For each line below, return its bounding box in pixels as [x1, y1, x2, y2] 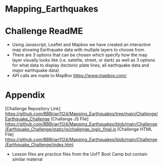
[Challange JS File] [50, 116, 89, 122]
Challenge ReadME [5, 26, 83, 37]
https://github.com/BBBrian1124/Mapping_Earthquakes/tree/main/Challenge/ [5, 111, 158, 117]
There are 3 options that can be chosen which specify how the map [12, 52, 147, 58]
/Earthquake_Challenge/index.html [5, 142, 74, 148]
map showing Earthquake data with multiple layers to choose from [12, 47, 145, 53]
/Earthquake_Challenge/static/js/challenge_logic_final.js [5, 126, 116, 132]
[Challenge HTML [117, 126, 153, 132]
